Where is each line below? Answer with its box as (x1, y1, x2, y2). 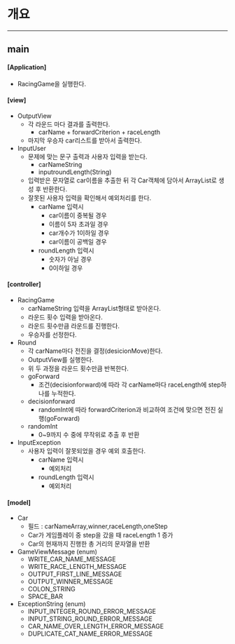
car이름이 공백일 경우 (48, 237, 107, 246)
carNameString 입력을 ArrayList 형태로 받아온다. (27, 304, 162, 312)
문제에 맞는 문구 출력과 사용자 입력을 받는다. (27, 152, 148, 161)
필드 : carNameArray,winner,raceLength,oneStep (27, 522, 168, 530)
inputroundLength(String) (38, 168, 112, 176)
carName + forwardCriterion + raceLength (38, 128, 161, 136)
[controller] (7, 280, 41, 288)
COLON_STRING (27, 585, 76, 593)
